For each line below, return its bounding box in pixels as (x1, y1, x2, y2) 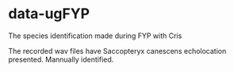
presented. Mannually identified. (8, 55, 114, 64)
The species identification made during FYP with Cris (8, 31, 182, 40)
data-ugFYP (8, 5, 90, 23)
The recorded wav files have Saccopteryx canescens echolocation (8, 46, 227, 55)
